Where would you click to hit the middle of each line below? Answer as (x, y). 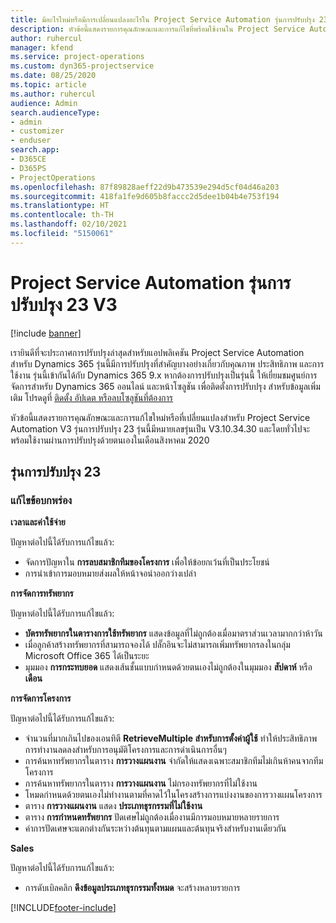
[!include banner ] (46, 333)
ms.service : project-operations (77, 57)
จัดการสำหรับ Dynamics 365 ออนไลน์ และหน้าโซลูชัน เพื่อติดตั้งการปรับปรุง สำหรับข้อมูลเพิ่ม (165, 386)
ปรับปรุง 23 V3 (64, 304)
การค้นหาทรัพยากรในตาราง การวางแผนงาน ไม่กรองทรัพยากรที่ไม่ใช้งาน (141, 783)
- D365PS (28, 168)
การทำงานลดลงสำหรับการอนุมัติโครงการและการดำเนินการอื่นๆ (125, 750)
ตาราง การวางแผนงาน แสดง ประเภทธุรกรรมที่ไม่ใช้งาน (113, 806)
